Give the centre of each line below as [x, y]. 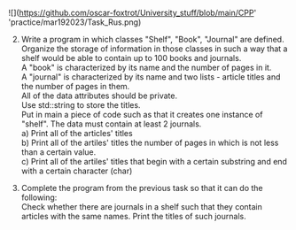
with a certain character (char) [77, 171]
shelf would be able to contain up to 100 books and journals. [131, 58]
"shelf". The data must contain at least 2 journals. [111, 124]
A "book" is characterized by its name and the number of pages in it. [146, 67]
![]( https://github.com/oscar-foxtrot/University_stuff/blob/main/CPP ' [132, 13]
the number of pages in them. [75, 86]
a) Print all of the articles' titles [77, 133]
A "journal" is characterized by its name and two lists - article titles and [151, 77]
